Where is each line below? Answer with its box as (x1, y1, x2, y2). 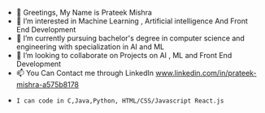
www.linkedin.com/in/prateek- (155, 69, 258, 77)
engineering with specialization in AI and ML (15, 42, 165, 52)
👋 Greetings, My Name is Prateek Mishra (15, 8, 153, 17)
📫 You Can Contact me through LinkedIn (15, 69, 154, 77)
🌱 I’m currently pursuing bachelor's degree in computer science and (15, 33, 245, 43)
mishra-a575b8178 (15, 80, 80, 89)
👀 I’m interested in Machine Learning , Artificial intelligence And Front (15, 16, 248, 26)
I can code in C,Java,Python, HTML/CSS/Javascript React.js (15, 97, 224, 105)
